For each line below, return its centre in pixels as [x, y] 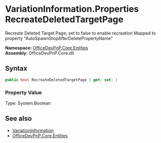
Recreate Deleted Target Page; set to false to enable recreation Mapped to [80, 33]
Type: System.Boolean [28, 103]
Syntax [16, 69]
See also [18, 119]
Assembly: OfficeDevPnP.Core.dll [40, 53]
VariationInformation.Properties [72, 9]
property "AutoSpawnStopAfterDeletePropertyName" [59, 38]
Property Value [24, 92]
